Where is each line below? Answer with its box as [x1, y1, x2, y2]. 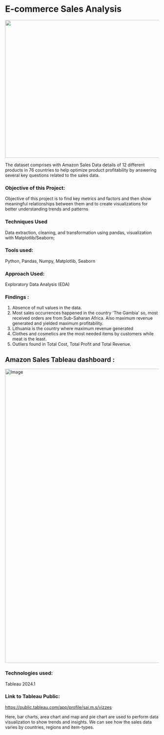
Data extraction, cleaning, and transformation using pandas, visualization [5, 229, 152, 235]
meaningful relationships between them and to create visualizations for [5, 201, 148, 207]
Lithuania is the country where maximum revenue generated [12, 326, 133, 331]
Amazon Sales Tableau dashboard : [5, 355, 115, 364]
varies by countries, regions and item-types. [5, 724, 94, 730]
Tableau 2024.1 [5, 681, 36, 687]
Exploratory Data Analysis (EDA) [5, 281, 70, 287]
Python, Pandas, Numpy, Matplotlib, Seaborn [5, 258, 96, 264]
